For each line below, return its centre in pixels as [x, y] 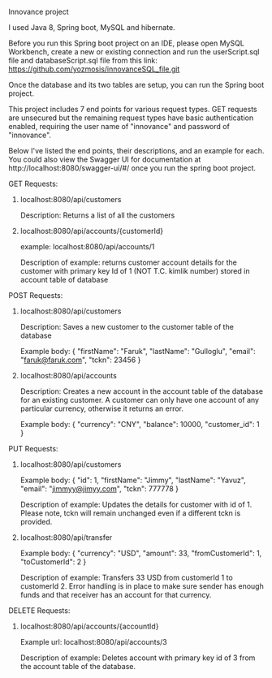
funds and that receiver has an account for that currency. [116, 595]
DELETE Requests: [39, 611]
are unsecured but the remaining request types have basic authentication [131, 118]
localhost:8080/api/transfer [66, 538]
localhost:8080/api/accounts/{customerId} [92, 231]
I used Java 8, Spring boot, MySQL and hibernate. [92, 27]
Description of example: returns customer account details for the [128, 262]
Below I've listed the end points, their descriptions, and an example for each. [136, 151]
